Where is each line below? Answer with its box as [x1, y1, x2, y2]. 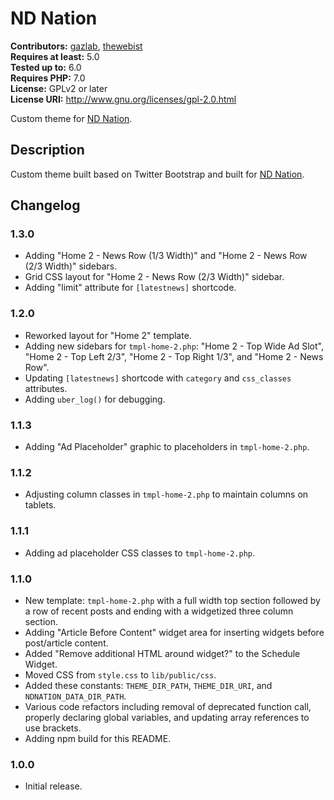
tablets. [24, 499, 57, 511]
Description [10, 142, 85, 159]
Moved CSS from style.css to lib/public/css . [24, 668, 217, 681]
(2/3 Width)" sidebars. [24, 260, 118, 272]
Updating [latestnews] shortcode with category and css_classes [24, 372, 292, 384]
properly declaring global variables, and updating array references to [24, 711, 310, 723]
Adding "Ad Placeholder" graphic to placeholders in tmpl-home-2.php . [24, 441, 310, 453]
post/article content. [24, 637, 109, 649]
